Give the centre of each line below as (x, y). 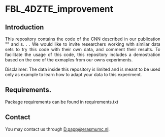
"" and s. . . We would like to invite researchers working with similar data (83, 44)
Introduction (25, 27)
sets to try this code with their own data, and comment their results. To (83, 49)
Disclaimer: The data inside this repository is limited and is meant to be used (83, 69)
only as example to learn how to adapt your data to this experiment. (73, 74)
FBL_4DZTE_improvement (59, 9)
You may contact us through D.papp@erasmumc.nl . (57, 129)
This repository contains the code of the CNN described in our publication (83, 39)
